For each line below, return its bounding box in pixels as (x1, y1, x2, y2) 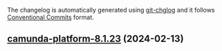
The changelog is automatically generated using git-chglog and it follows (7, 6, 216, 14)
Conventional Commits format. (7, 13, 95, 21)
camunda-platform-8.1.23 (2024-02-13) (7, 33, 185, 45)
